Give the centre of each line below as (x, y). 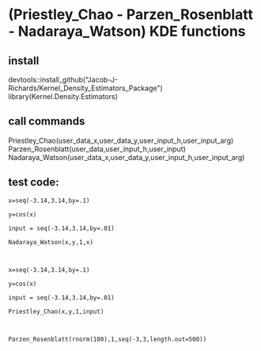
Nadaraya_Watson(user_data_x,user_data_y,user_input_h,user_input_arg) (127, 157)
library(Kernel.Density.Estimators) (63, 96)
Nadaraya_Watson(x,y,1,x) (51, 242)
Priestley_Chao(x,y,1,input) (56, 311)
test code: (34, 183)
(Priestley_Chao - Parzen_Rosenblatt (131, 15)
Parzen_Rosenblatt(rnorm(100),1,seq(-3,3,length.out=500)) (108, 339)
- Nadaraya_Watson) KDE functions (127, 31)
